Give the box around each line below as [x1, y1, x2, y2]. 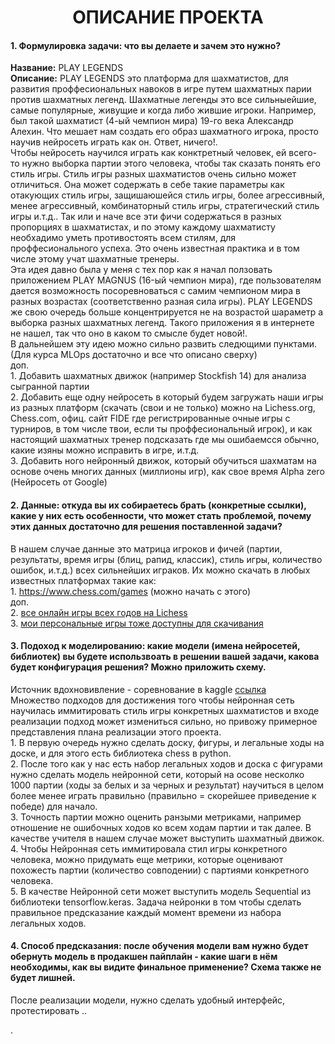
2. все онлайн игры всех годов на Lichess [10, 606, 188, 618]
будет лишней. [10, 972, 76, 984]
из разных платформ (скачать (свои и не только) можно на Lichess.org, [10, 402, 316, 414]
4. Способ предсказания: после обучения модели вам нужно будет [10, 940, 309, 952]
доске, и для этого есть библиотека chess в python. [10, 747, 232, 759]
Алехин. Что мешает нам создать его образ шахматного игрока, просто [10, 126, 319, 138]
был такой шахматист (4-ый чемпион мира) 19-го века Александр [10, 115, 294, 127]
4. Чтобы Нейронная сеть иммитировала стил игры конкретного [10, 842, 288, 855]
